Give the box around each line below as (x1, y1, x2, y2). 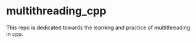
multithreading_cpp (6, 4, 106, 18)
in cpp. (6, 30, 23, 37)
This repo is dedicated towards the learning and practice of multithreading (6, 24, 191, 31)
